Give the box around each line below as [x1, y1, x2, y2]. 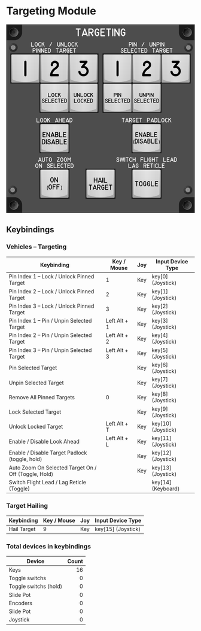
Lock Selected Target [8, 408, 62, 415]
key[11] [151, 435, 172, 442]
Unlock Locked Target [8, 423, 63, 430]
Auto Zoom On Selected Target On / [8, 464, 97, 471]
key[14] [151, 478, 172, 486]
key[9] [151, 405, 169, 412]
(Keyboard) [151, 485, 180, 492]
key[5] [151, 346, 169, 354]
